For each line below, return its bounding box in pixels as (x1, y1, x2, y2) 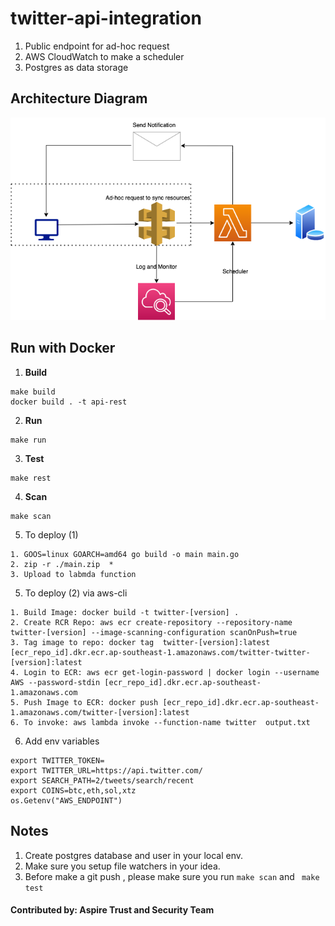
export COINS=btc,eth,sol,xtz (10, 785, 137, 796)
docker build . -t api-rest (10, 397, 128, 407)
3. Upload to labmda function (10, 569, 137, 579)
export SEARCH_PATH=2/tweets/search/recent (10, 775, 195, 786)
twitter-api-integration (10, 7, 202, 30)
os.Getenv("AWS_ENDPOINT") (10, 795, 123, 806)
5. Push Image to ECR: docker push (10, 697, 159, 707)
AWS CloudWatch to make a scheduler (24, 50, 185, 62)
